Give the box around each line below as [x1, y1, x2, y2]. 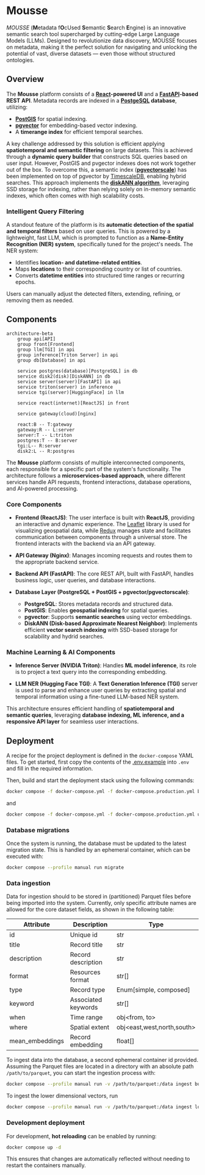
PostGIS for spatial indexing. [15, 115, 87, 122]
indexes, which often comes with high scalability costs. [6, 192, 145, 199]
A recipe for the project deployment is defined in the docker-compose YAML [6, 752, 194, 760]
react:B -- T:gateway [17, 421, 72, 428]
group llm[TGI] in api [17, 346, 75, 353]
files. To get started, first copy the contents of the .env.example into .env [6, 758, 189, 766]
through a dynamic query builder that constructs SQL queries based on [6, 153, 188, 160]
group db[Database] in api [17, 357, 86, 364]
